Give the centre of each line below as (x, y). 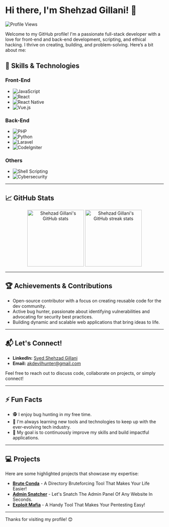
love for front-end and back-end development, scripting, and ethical (76, 39)
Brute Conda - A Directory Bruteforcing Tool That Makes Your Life (81, 484)
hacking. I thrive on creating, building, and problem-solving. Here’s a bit (79, 44)
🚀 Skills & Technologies (42, 66)
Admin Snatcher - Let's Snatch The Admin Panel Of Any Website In (82, 494)
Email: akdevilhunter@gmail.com (47, 363)
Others (14, 160)
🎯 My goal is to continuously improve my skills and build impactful (81, 432)
